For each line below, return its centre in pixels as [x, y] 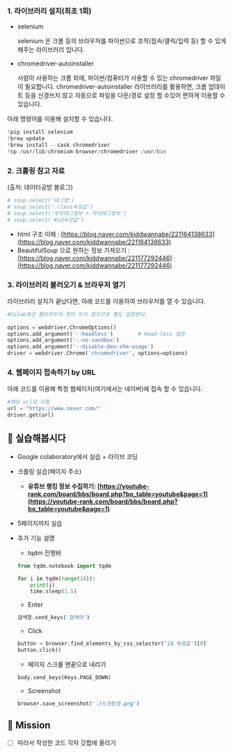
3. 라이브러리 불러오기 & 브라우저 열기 [66, 285]
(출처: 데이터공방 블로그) [40, 187]
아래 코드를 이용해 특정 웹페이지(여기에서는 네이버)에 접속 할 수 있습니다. [105, 389]
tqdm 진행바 [45, 552]
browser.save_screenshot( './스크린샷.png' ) [78, 704]
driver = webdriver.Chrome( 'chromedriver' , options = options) [98, 353]
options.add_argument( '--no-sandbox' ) [63, 340]
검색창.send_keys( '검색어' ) [54, 618]
